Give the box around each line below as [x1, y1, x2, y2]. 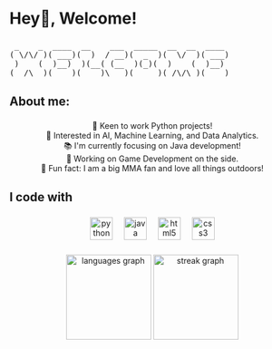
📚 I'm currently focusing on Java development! [63, 141, 242, 151]
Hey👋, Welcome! [9, 8, 138, 29]
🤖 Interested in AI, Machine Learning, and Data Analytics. [45, 131, 259, 141]
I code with [9, 189, 73, 205]
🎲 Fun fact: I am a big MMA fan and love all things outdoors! [40, 163, 265, 174]
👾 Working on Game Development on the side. [66, 153, 238, 164]
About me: [9, 93, 71, 109]
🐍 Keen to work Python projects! [92, 121, 213, 131]
